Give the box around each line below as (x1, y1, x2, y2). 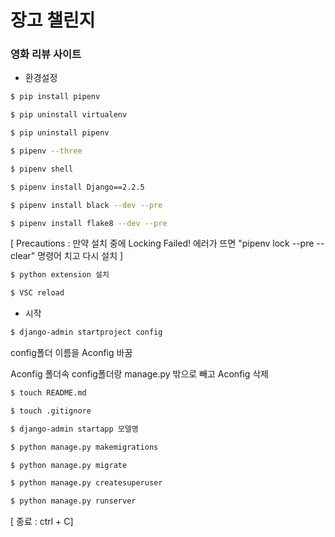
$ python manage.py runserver (10, 496, 137, 506)
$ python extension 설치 (10, 270, 110, 280)
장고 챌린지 (10, 9, 96, 32)
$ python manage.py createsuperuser (10, 478, 163, 488)
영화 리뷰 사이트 (10, 47, 82, 61)
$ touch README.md (10, 388, 87, 398)
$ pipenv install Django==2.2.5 (10, 182, 145, 192)
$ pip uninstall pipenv (10, 128, 110, 138)
